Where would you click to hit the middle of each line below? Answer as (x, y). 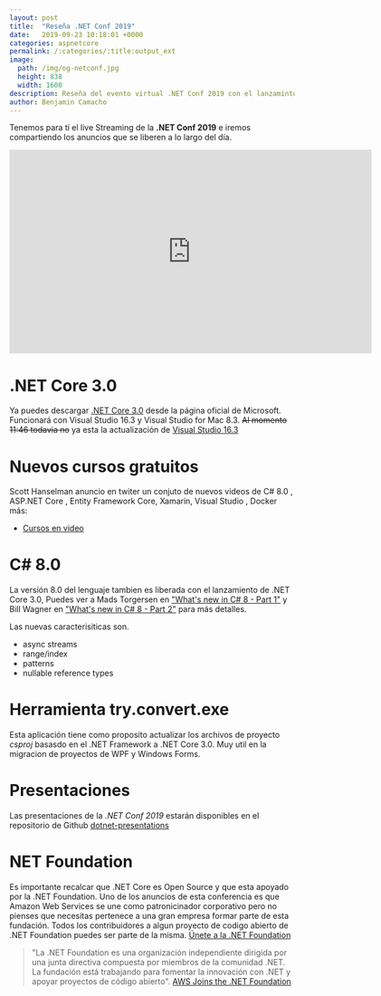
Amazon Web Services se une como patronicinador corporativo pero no (143, 906)
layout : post (34, 18)
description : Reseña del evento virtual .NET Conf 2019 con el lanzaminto (153, 93)
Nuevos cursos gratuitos (104, 466)
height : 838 (40, 77)
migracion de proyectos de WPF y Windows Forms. (105, 754)
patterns (38, 664)
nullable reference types (68, 673)
